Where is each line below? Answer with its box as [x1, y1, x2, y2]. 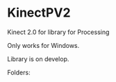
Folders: [7, 68, 31, 76]
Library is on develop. [7, 54, 69, 63]
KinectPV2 [7, 5, 71, 21]
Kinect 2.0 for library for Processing [7, 28, 110, 36]
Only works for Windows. [7, 41, 80, 49]
